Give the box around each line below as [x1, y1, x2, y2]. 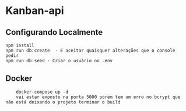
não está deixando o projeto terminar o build [5, 99, 121, 105]
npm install [5, 42, 34, 48]
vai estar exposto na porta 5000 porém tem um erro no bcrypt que [16, 94, 181, 100]
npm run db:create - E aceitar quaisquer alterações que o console [5, 48, 176, 53]
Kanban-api [5, 4, 65, 17]
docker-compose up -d [16, 89, 68, 95]
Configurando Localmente [5, 27, 103, 37]
